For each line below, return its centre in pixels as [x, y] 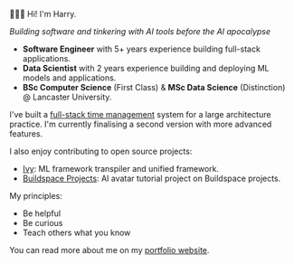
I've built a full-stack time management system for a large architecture [140, 114]
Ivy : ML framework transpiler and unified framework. [121, 169]
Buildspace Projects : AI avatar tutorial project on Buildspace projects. [152, 178]
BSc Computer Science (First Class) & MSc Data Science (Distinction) [154, 87]
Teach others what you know [76, 232]
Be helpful [42, 213]
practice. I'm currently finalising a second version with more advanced [141, 124]
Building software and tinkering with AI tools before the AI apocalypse [140, 31]
